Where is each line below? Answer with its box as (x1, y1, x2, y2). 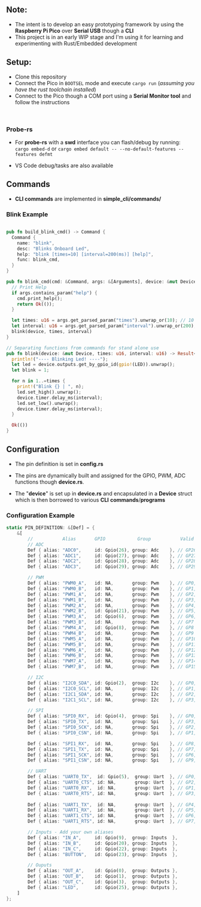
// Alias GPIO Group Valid (28, 536, 194, 542)
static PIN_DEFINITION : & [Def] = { (6, 525, 95, 531)
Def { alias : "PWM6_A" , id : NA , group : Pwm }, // (28, 647, 184, 653)
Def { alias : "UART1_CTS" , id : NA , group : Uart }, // (28, 813, 184, 819)
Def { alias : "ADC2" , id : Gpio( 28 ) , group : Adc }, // (28, 558, 184, 564)
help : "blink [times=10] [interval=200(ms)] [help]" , (17, 251, 154, 257)
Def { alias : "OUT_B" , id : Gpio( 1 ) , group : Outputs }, (28, 873, 178, 879)
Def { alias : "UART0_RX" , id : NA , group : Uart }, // (28, 785, 184, 791)
